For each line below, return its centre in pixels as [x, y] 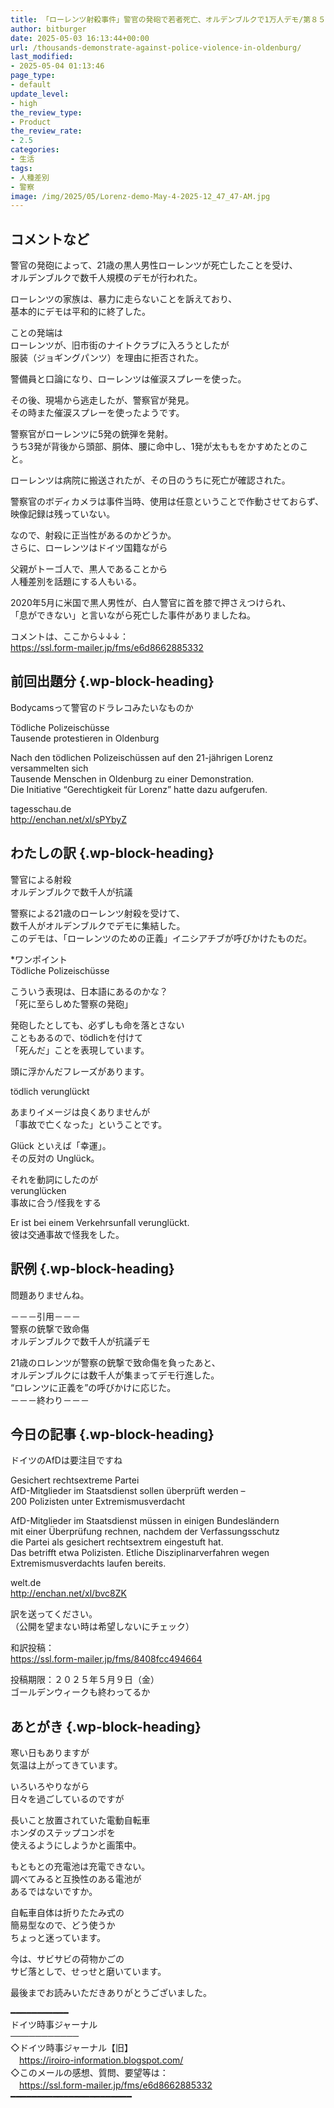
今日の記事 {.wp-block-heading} [112, 1434]
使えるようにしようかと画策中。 [76, 1845]
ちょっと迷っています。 [58, 1938]
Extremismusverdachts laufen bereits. [88, 1563]
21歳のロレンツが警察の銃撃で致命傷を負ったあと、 [115, 1362]
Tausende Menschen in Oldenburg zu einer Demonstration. [132, 778]
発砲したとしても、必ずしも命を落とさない [97, 1025]
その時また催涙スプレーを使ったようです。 [97, 413]
